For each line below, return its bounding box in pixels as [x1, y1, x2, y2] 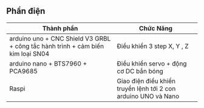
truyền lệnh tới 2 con [117, 84, 176, 93]
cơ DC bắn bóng [117, 67, 164, 75]
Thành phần [42, 24, 78, 32]
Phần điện [6, 6, 46, 16]
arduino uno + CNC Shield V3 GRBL [9, 34, 111, 42]
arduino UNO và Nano [117, 92, 180, 100]
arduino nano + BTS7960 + [9, 59, 87, 67]
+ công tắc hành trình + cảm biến [9, 42, 104, 50]
